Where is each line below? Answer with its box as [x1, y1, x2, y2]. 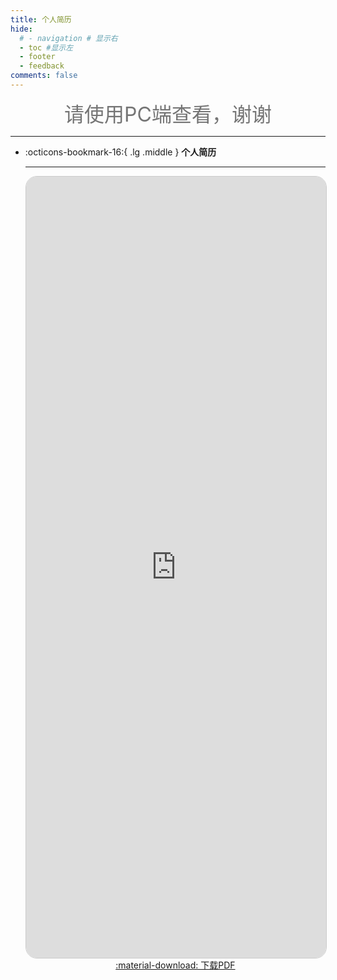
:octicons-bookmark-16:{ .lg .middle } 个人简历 [24, 146, 217, 158]
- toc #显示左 [19, 42, 74, 53]
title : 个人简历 [10, 14, 72, 25]
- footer [19, 52, 56, 62]
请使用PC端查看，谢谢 [64, 101, 272, 127]
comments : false [10, 71, 78, 81]
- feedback [19, 61, 65, 71]
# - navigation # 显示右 [19, 33, 118, 43]
